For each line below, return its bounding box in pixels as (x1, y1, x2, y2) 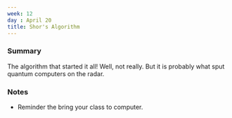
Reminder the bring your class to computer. (17, 103, 143, 111)
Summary (7, 46, 42, 56)
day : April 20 (7, 17, 52, 24)
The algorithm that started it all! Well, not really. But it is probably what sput (7, 62, 225, 71)
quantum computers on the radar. (7, 69, 105, 78)
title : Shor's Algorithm (7, 23, 80, 30)
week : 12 (7, 10, 33, 17)
